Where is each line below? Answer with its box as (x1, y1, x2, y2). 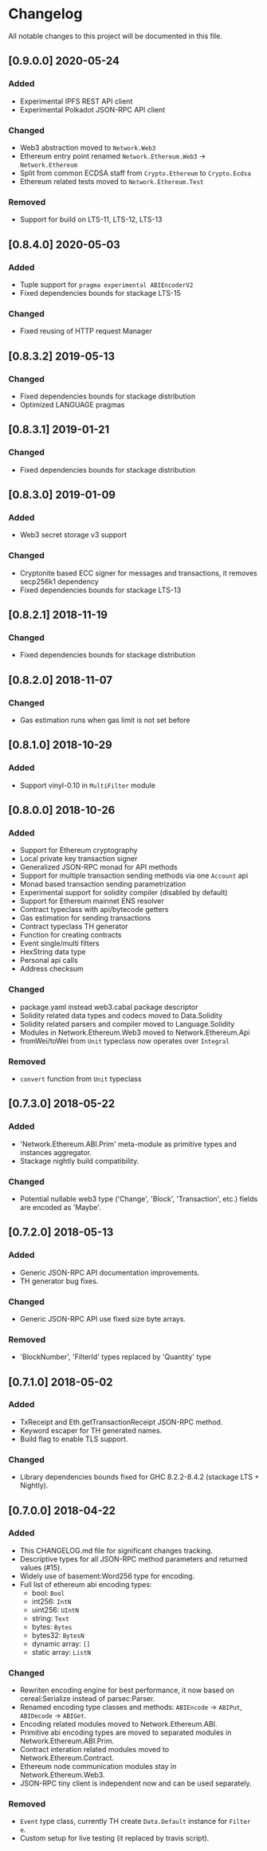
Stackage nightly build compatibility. (19, 1156, 139, 1165)
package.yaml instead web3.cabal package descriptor (19, 1002, 198, 1012)
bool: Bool (31, 1588, 65, 1598)
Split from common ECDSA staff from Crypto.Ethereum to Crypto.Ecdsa (19, 168, 251, 178)
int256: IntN (31, 1596, 72, 1606)
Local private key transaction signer (19, 854, 138, 863)
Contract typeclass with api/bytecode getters (19, 905, 169, 914)
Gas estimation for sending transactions (19, 914, 151, 923)
